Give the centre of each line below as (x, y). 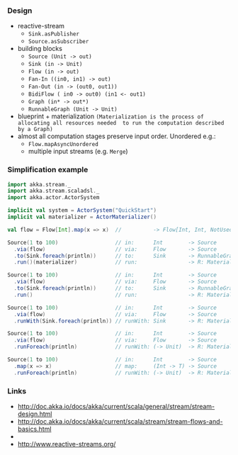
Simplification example (48, 170)
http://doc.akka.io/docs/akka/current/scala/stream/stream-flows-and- (120, 422)
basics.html (34, 429)
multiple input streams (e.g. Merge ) (78, 152)
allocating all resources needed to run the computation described (121, 123)
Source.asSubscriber (58, 42)
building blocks (40, 49)
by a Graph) (35, 130)
